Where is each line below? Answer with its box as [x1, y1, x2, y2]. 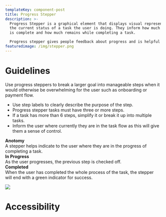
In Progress [5, 153, 30, 159]
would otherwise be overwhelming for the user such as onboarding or [5, 87, 147, 93]
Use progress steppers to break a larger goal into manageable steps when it [5, 81, 160, 87]
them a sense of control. [12, 128, 62, 134]
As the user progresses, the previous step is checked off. [5, 159, 122, 164]
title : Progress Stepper [5, 12, 56, 17]
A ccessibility [5, 201, 60, 212]
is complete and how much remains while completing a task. [9, 30, 136, 35]
